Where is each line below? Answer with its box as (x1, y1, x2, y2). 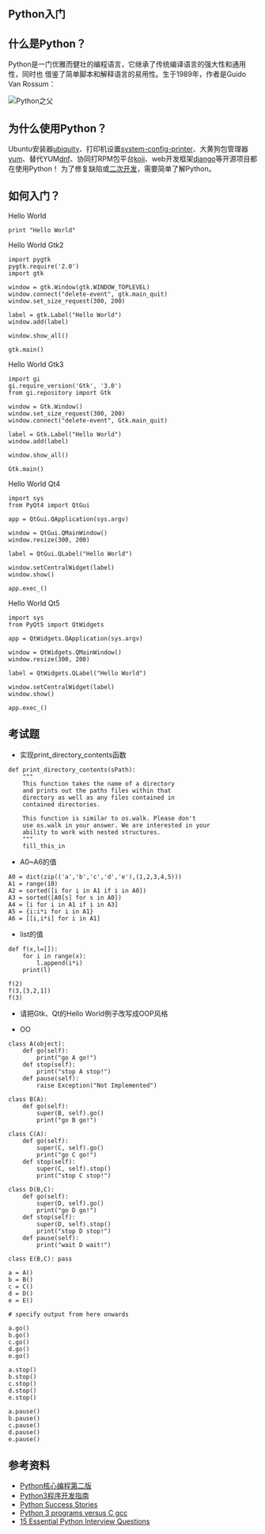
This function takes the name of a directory (22, 779, 176, 787)
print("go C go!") (36, 1150, 97, 1159)
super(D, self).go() (36, 1199, 104, 1207)
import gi (8, 375, 41, 383)
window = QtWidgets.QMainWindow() (8, 648, 123, 656)
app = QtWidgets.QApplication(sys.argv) (8, 634, 144, 642)
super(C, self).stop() (36, 1165, 112, 1172)
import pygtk (8, 255, 51, 263)
